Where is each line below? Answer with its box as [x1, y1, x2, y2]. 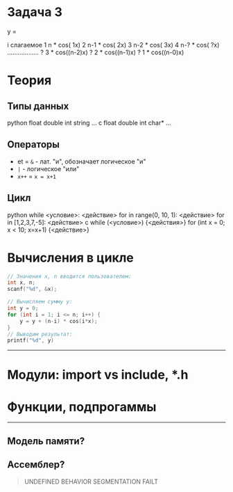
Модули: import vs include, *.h [7, 367, 189, 383]
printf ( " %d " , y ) [7, 337, 54, 344]
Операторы [7, 138, 60, 150]
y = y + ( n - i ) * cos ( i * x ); [19, 317, 98, 324]
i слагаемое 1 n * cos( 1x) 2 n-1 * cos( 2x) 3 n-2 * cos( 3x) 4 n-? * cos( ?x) [7, 40, 220, 49]
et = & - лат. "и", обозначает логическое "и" [17, 157, 146, 166]
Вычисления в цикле [7, 250, 134, 265]
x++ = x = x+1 [17, 172, 57, 180]
